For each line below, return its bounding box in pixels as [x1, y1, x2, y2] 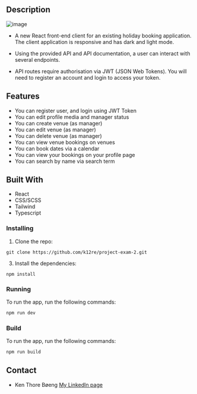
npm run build [6, 349, 42, 355]
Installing [6, 224, 34, 232]
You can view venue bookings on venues [14, 138, 116, 146]
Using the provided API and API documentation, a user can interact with [14, 50, 190, 57]
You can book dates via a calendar [14, 145, 100, 152]
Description [6, 5, 50, 15]
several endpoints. [14, 56, 61, 63]
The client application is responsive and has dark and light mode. [14, 38, 174, 45]
